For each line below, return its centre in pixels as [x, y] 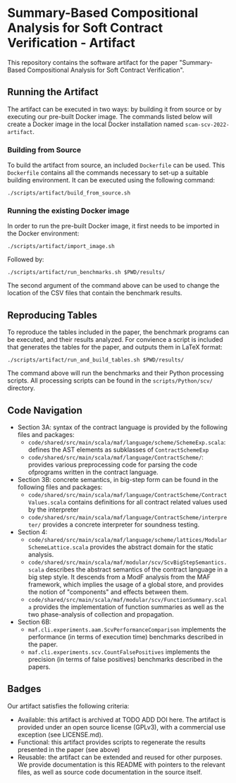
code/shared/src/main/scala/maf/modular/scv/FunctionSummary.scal [128, 600]
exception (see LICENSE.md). [60, 734]
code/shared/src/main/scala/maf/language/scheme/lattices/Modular [128, 540]
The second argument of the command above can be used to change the [113, 285]
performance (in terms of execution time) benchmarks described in [126, 636]
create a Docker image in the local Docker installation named [95, 124]
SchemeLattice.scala [58, 548]
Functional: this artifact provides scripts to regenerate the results [111, 742]
